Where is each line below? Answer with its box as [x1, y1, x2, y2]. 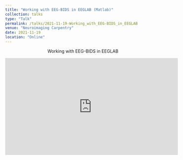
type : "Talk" [5, 16, 32, 21]
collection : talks [5, 12, 43, 17]
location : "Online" [5, 35, 45, 40]
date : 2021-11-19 [5, 30, 41, 35]
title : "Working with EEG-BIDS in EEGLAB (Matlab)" [5, 7, 113, 12]
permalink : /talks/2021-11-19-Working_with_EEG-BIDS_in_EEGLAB [5, 21, 138, 26]
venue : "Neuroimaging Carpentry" [5, 26, 74, 31]
